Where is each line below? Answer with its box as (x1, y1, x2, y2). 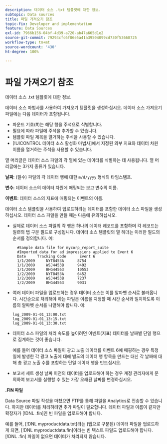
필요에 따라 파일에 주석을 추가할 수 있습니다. (12, 128, 98, 134)
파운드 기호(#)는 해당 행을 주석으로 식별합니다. (12, 121, 103, 127)
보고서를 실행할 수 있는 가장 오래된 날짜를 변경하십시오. (25, 376, 133, 382)
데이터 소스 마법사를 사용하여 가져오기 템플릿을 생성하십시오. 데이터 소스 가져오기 (5, 104, 163, 110)
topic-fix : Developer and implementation (5, 21, 93, 26)
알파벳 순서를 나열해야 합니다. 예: (21, 302, 86, 308)
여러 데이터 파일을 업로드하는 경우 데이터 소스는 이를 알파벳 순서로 (12, 289, 141, 295)
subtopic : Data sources (5, 12, 55, 17)
